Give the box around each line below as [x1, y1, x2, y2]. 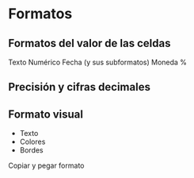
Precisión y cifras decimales [8, 80, 150, 94]
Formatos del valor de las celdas [8, 37, 171, 50]
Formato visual [8, 107, 83, 121]
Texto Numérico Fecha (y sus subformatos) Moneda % [8, 57, 188, 67]
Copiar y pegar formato [8, 161, 85, 171]
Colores [19, 137, 46, 147]
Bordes [19, 145, 44, 155]
